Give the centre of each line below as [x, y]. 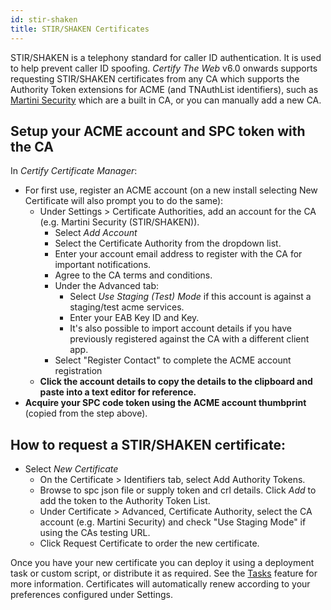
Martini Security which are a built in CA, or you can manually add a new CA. [166, 100]
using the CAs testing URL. [95, 533]
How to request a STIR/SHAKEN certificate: [148, 444]
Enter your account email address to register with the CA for [178, 254]
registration [78, 371]
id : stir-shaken [44, 19]
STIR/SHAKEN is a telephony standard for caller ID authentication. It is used [166, 57]
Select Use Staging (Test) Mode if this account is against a [190, 297]
